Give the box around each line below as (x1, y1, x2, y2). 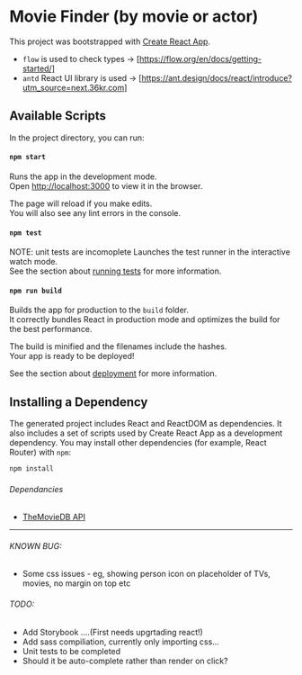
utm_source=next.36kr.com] (22, 82, 128, 93)
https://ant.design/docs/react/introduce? (141, 72, 292, 83)
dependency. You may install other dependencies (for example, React (9, 437, 267, 448)
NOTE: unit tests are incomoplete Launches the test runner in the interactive (9, 247, 290, 257)
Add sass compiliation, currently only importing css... (22, 636, 220, 647)
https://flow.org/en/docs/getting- (138, 53, 262, 64)
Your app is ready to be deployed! (9, 351, 135, 362)
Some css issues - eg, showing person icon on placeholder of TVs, (22, 569, 271, 580)
